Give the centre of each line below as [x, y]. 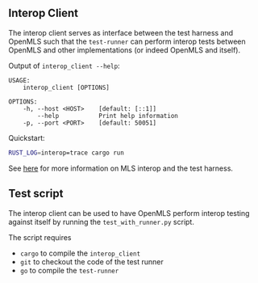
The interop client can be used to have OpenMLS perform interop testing [129, 213]
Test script [36, 194]
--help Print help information [108, 116]
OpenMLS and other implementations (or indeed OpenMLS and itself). [124, 50]
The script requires [40, 237]
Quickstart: [27, 137]
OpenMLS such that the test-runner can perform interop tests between [127, 41]
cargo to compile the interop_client [80, 253]
